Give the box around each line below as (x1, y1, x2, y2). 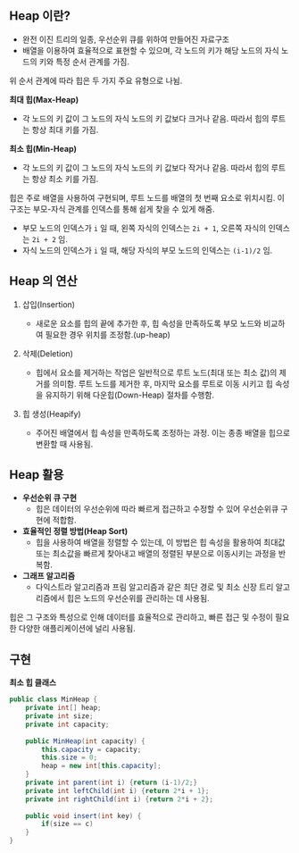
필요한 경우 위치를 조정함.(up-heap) (45, 329, 171, 339)
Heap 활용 (9, 467, 64, 482)
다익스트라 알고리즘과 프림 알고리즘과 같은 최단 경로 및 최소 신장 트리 (35, 581, 274, 592)
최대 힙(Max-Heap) (9, 94, 79, 105)
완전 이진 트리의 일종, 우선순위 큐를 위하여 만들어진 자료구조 (21, 34, 230, 45)
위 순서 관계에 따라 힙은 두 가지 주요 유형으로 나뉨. (9, 75, 183, 86)
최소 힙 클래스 (9, 677, 56, 688)
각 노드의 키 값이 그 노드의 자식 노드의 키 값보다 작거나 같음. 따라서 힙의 (21, 162, 270, 172)
